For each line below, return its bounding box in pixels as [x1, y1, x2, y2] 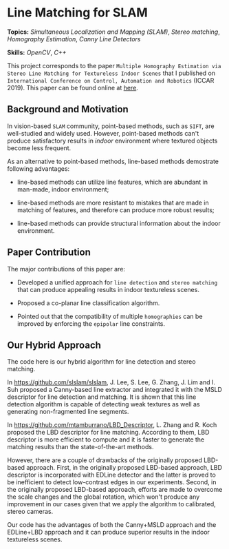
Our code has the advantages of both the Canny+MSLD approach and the [7, 521, 217, 529]
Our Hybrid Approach [7, 339, 102, 351]
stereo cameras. [7, 508, 54, 516]
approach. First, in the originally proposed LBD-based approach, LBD [26, 464, 222, 472]
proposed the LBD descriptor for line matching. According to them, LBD [7, 428, 210, 437]
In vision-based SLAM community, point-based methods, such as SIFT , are [7, 122, 215, 130]
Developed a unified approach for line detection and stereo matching [17, 278, 218, 287]
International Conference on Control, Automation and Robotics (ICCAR [7, 76, 215, 84]
